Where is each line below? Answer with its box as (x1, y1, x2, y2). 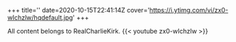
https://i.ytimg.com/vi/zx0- (149, 6, 229, 14)
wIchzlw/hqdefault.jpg (7, 13, 73, 22)
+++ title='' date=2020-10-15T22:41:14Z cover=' (7, 6, 150, 14)
